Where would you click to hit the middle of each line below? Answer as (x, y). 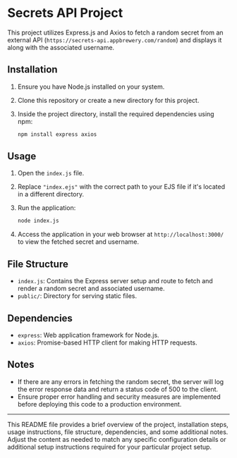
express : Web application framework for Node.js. (89, 335)
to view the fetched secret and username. (78, 242)
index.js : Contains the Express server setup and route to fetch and (115, 281)
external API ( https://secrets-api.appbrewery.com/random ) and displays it (115, 39)
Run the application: (47, 208)
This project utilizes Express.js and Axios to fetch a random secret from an (115, 32)
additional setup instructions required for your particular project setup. (110, 447)
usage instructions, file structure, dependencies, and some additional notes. (118, 432)
